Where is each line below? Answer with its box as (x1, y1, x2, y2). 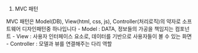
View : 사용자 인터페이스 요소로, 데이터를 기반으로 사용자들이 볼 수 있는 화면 (16, 33, 192, 40)
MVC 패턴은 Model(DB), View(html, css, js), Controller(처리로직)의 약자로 (6, 18, 181, 25)
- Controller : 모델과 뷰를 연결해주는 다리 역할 (6, 40, 112, 47)
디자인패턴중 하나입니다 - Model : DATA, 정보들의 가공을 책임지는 (21, 26, 174, 32)
